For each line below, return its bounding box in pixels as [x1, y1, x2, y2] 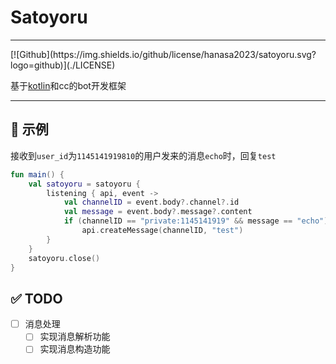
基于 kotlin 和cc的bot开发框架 [10, 79, 127, 91]
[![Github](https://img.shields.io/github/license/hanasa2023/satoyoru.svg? [10, 48, 317, 60]
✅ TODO [10, 290, 63, 307]
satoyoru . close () [28, 253, 101, 263]
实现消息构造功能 [39, 343, 111, 355]
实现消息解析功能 [39, 331, 111, 343]
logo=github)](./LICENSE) [10, 59, 116, 71]
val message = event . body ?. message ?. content [63, 207, 253, 217]
